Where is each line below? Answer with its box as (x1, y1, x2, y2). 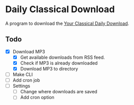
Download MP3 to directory (20, 65, 78, 72)
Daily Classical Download (5, 4, 115, 15)
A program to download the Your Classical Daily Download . (5, 20, 129, 26)
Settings (12, 83, 31, 89)
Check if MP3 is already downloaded (20, 60, 98, 66)
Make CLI (12, 72, 33, 77)
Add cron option (20, 94, 55, 100)
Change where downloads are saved (20, 89, 98, 95)
